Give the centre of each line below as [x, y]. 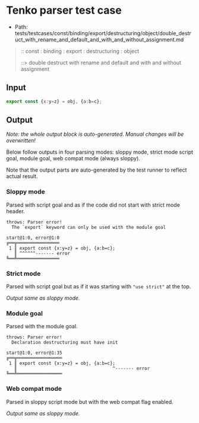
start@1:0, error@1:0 [33, 238]
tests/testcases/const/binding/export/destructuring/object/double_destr [103, 33]
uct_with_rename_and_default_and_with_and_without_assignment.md [99, 39]
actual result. [22, 176]
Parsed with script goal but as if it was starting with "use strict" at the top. [99, 287]
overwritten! [21, 141]
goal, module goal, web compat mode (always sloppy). [73, 158]
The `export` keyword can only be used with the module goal [89, 227]
